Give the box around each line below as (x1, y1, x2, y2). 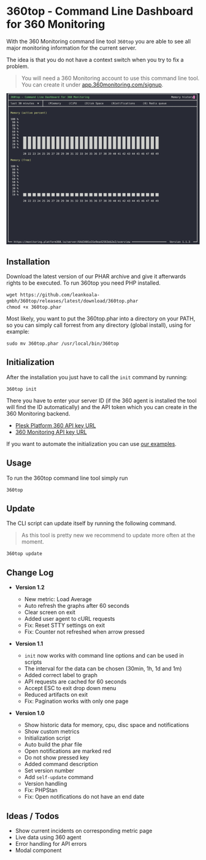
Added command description (24, 761, 98, 768)
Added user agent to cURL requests (24, 615, 115, 623)
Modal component (15, 847, 62, 854)
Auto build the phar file (24, 741, 83, 748)
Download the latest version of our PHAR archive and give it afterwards (6, 272, 186, 280)
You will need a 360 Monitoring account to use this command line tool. (21, 74, 200, 82)
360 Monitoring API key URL (15, 428, 87, 436)
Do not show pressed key (24, 754, 89, 761)
